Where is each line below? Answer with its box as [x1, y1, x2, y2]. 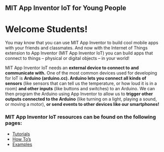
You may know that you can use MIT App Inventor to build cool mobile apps [5, 40, 159, 46]
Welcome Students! [5, 24, 88, 35]
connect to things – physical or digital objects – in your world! [5, 55, 130, 61]
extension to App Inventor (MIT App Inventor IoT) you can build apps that [5, 50, 153, 56]
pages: [5, 120, 22, 127]
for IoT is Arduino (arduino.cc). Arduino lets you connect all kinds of [5, 76, 147, 81]
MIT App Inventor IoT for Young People [5, 4, 127, 12]
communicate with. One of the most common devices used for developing [5, 70, 158, 76]
